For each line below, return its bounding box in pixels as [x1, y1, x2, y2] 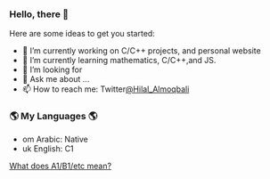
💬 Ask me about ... [21, 74, 90, 85]
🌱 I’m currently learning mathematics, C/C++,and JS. [21, 55, 217, 66]
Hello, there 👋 [9, 8, 70, 20]
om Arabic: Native [21, 134, 89, 144]
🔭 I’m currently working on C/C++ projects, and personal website [21, 45, 261, 56]
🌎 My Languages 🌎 [9, 110, 98, 123]
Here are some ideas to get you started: [9, 28, 156, 39]
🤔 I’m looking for [21, 64, 83, 75]
